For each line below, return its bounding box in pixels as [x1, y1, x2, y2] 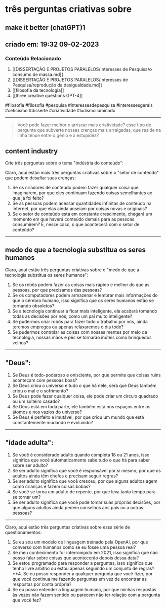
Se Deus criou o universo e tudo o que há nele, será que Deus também [12, 382, 157, 388]
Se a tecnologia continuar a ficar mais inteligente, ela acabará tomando [12, 308, 157, 314]
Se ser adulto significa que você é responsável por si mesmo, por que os [12, 467, 161, 473]
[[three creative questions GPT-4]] [12, 93, 83, 99]
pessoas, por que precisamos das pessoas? [12, 287, 102, 293]
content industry [5, 147, 58, 155]
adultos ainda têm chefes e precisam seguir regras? [12, 473, 118, 479]
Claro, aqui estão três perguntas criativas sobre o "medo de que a [5, 267, 139, 273]
